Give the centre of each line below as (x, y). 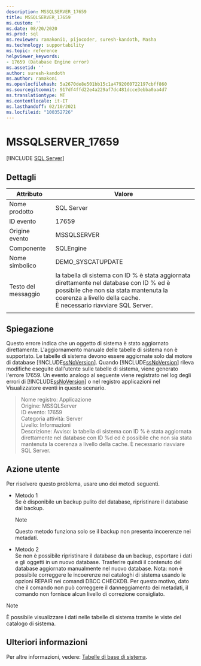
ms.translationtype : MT (36, 95)
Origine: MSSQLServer (49, 406)
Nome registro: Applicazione (56, 399)
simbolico (23, 266)
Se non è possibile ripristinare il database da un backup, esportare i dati (103, 556)
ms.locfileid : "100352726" (40, 112)
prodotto (22, 212)
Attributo (30, 194)
